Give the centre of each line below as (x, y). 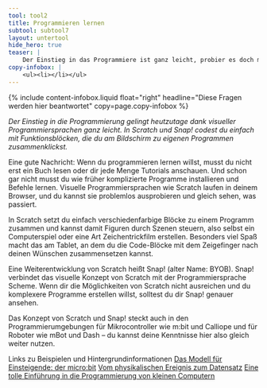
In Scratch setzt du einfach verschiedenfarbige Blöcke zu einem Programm (131, 219)
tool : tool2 (28, 16)
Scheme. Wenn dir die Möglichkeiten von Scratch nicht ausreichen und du (130, 285)
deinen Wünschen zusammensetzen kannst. (81, 253)
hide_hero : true (35, 45)
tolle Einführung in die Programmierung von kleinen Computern (112, 375)
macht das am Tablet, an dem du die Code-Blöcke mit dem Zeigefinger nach (133, 245)
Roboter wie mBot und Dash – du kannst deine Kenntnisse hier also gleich (129, 335)
